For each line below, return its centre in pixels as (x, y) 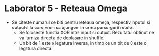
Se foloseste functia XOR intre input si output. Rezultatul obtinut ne (86, 32)
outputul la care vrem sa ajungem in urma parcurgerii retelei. (73, 27)
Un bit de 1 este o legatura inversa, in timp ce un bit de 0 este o (83, 43)
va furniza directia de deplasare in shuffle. (62, 38)
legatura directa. (36, 48)
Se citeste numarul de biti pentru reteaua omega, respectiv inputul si (81, 22)
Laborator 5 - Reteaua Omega (66, 9)
